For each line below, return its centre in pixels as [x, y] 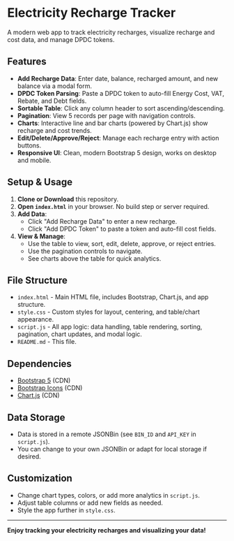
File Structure [37, 280]
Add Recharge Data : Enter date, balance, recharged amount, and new [118, 78]
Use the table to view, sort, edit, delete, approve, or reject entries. [122, 243]
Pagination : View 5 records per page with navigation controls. [107, 115]
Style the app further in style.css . [67, 510]
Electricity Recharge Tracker [92, 13]
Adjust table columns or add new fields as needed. [90, 503]
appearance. [36, 319]
